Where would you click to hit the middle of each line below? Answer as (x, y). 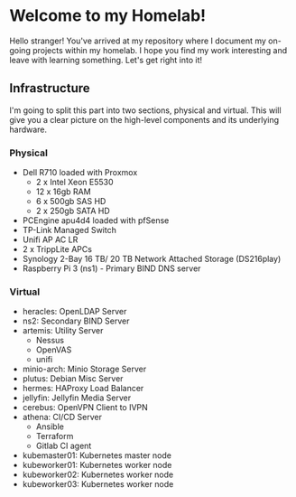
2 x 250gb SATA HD (73, 211)
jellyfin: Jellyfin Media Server (77, 398)
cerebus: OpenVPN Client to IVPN (85, 408)
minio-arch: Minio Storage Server (84, 369)
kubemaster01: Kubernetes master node (97, 455)
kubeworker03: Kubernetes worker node (98, 484)
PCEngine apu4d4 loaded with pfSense (96, 220)
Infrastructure (50, 88)
